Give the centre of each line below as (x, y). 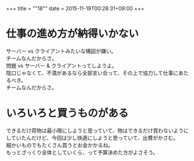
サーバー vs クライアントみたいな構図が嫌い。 (61, 51)
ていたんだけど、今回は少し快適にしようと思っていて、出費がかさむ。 (95, 138)
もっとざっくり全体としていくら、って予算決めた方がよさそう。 (82, 152)
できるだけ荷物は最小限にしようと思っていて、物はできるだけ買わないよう (95, 130)
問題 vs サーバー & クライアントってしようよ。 (62, 65)
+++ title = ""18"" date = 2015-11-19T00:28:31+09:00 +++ (75, 8)
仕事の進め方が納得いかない (73, 34)
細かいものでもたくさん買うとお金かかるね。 (60, 145)
